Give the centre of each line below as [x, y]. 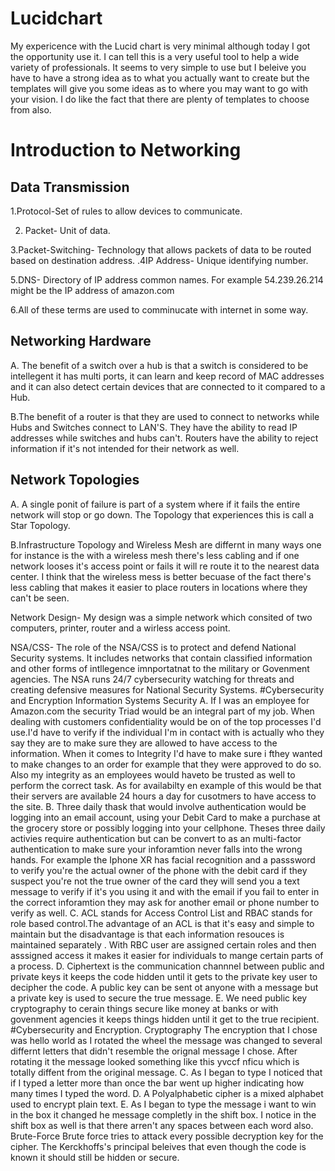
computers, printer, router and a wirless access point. [120, 628]
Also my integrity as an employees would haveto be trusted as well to [153, 774]
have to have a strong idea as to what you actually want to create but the [160, 78]
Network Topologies [75, 480]
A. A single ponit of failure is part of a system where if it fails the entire [155, 504]
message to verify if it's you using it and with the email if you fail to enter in [165, 891]
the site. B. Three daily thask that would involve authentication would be [158, 806]
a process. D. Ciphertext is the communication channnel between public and [167, 966]
